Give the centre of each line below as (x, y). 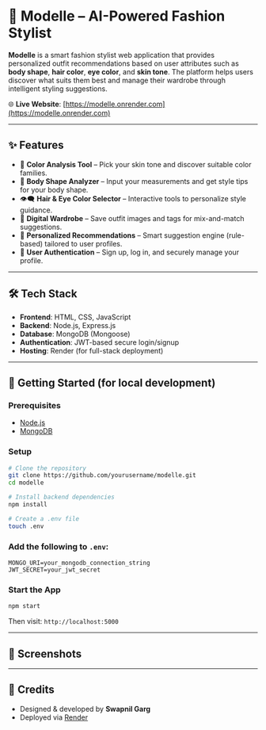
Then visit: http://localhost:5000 (63, 621)
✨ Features (36, 145)
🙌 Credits (32, 690)
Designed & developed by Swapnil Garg (85, 709)
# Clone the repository (47, 468)
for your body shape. (54, 189)
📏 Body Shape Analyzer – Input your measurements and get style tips (134, 181)
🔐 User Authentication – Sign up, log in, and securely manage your (129, 252)
